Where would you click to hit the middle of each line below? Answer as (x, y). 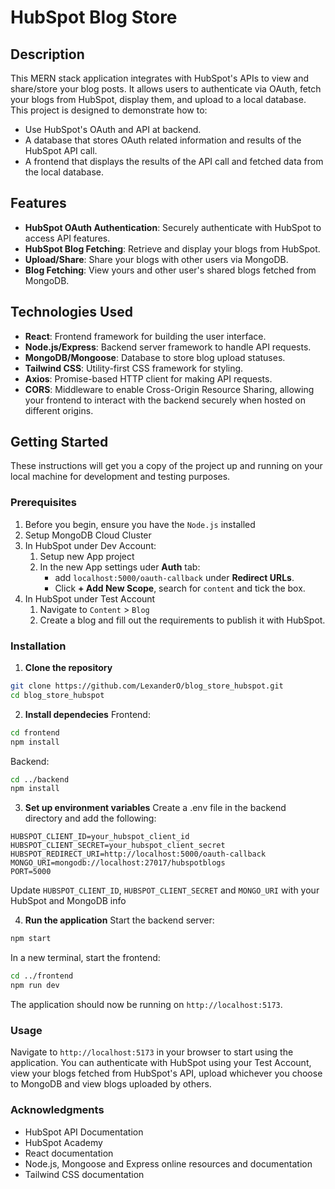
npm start (31, 939)
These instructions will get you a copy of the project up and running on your (166, 466)
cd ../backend (40, 779)
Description (47, 54)
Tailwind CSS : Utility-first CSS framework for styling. (134, 368)
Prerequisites (43, 503)
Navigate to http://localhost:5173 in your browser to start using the (152, 1052)
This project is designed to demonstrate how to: (109, 110)
